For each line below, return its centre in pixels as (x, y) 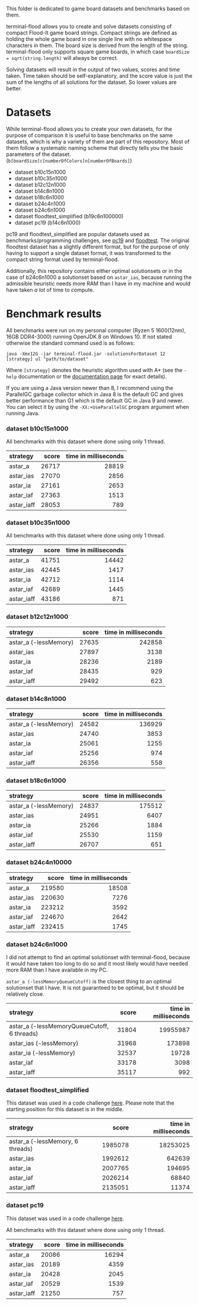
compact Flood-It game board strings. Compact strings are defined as (92, 33)
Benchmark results (54, 314)
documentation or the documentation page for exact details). (92, 376)
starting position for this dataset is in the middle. (65, 1109)
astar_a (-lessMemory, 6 (44, 1142)
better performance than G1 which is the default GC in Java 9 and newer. (95, 400)
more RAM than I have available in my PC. (57, 970)
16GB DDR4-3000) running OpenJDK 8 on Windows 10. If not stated (89, 337)
